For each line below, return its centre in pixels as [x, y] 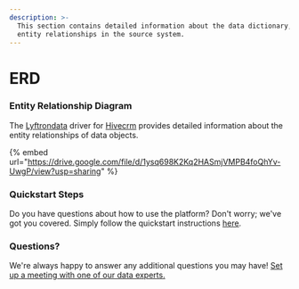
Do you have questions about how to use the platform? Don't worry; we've [145, 214]
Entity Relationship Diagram [71, 106]
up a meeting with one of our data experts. [88, 275]
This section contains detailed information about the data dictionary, [155, 26]
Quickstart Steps [47, 194]
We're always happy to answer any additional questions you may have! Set [146, 266]
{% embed [29, 152]
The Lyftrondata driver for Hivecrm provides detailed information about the [146, 125]
